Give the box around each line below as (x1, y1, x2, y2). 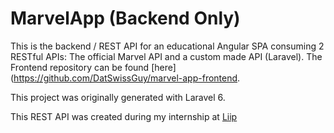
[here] (151, 61, 177, 73)
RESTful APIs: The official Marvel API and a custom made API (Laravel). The (10, 50, 323, 62)
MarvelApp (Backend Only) (10, 7, 241, 30)
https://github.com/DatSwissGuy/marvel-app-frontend (13, 72, 238, 84)
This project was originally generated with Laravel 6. (10, 91, 226, 103)
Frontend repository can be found (10, 61, 150, 73)
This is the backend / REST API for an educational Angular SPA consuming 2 (10, 40, 325, 52)
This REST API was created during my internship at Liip (10, 110, 238, 122)
